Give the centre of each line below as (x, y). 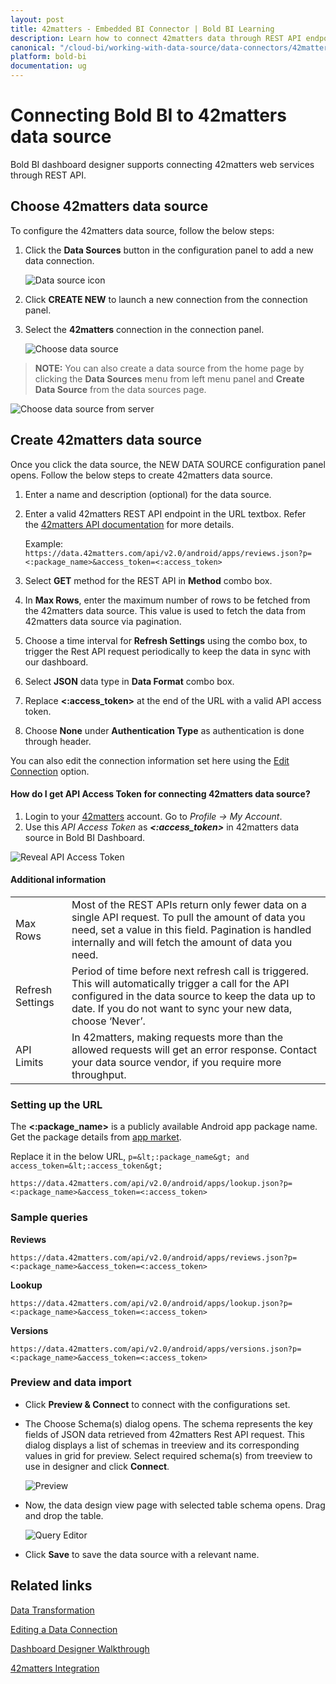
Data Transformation (52, 1610)
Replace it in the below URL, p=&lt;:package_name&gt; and (130, 1157)
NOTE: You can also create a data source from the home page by (169, 368)
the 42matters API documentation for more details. (129, 524)
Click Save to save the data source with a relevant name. (142, 1554)
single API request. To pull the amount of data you (188, 917)
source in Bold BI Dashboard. (85, 837)
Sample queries (49, 1218)
